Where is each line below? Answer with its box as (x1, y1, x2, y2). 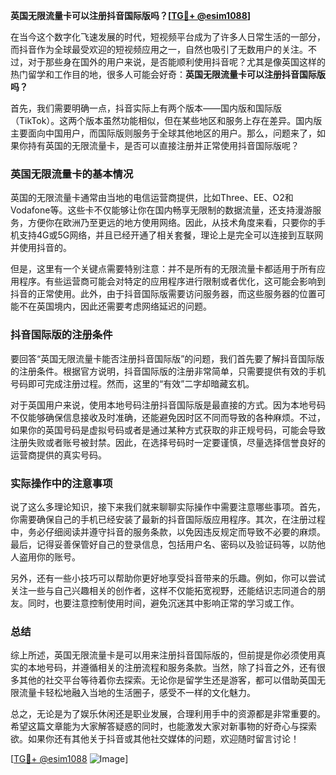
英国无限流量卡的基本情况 (10, 167, 134, 181)
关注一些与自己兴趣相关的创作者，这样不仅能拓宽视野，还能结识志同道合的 (10, 584, 317, 596)
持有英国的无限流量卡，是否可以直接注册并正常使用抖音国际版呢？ (27, 140, 300, 151)
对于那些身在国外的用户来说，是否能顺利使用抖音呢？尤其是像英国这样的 (27, 56, 326, 68)
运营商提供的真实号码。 (10, 449, 107, 461)
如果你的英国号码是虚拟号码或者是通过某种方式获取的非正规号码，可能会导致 (10, 424, 326, 436)
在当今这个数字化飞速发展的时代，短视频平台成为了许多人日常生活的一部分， (10, 31, 326, 43)
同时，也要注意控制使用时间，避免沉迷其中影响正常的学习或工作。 (27, 597, 300, 609)
